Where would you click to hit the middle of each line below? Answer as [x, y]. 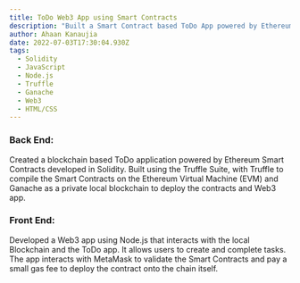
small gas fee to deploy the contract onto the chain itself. [114, 268]
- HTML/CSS [37, 109]
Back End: [32, 140]
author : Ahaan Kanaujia [54, 34]
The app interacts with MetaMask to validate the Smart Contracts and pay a [148, 259]
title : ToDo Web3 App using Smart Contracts [93, 17]
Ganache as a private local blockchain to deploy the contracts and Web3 [143, 187]
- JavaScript [42, 68]
